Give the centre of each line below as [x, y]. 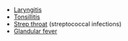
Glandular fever [35, 31]
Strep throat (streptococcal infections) [67, 24]
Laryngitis [28, 10]
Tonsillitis [27, 17]
